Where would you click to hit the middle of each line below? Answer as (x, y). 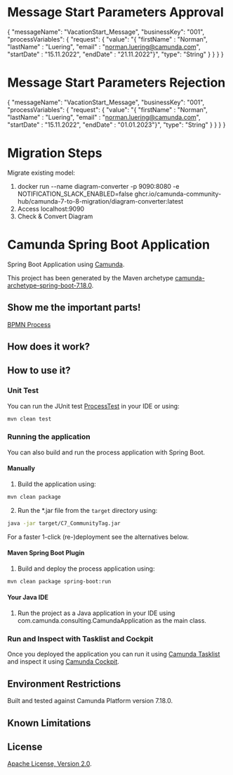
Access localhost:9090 (51, 209)
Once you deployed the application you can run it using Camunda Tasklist (114, 654)
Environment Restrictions (64, 684)
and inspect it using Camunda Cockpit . (63, 662)
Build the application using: (56, 484)
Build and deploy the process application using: (86, 569)
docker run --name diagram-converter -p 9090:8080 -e (98, 186)
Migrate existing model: (41, 173)
